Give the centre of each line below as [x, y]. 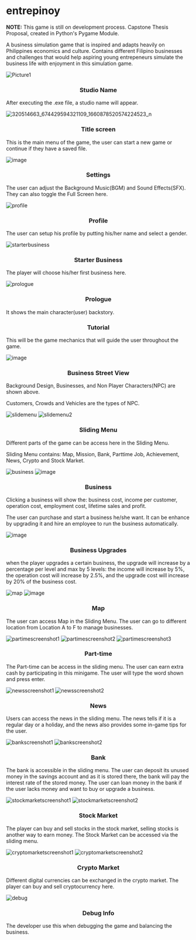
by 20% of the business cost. [42, 582]
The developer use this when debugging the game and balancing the [89, 926]
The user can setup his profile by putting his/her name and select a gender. [97, 234]
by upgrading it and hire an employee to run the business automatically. [92, 523]
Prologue [98, 299]
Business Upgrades [98, 550]
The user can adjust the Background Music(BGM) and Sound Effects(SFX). [96, 188]
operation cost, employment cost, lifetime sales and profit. [76, 506]
